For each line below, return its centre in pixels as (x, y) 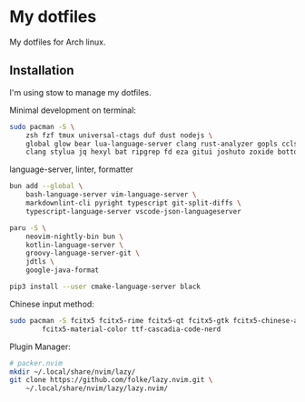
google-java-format (63, 270)
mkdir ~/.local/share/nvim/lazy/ (73, 372)
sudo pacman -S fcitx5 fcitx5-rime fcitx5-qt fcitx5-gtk (119, 320)
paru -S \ (28, 228)
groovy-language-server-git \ (83, 253)
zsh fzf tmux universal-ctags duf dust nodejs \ (119, 135)
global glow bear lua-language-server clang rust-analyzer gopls (152, 144)
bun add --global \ (46, 186)
